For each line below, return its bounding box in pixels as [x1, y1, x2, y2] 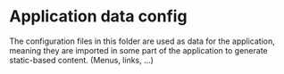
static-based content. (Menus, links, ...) [9, 54, 155, 65]
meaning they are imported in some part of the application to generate [9, 45, 268, 55]
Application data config [9, 6, 188, 27]
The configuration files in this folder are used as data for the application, [9, 36, 275, 46]
